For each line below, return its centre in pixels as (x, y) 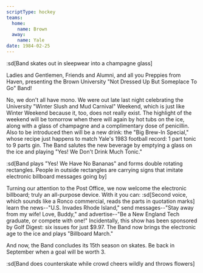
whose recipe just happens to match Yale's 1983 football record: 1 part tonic (101, 138)
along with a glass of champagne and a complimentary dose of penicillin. (98, 126)
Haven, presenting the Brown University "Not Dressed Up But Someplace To (102, 81)
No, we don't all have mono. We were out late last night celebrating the (95, 100)
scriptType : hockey (31, 12)
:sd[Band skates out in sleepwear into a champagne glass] (80, 63)
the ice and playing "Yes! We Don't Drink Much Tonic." (74, 151)
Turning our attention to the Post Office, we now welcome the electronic (96, 188)
